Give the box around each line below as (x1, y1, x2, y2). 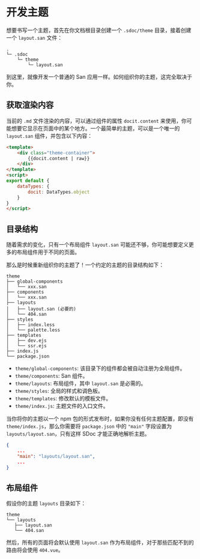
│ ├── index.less (6, 322, 55, 328)
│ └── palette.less (6, 327, 61, 333)
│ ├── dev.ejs (6, 338, 47, 344)
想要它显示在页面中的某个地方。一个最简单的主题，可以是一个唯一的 (11, 125, 180, 132)
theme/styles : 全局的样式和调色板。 (14, 388, 103, 395)
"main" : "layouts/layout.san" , (17, 453, 95, 459)
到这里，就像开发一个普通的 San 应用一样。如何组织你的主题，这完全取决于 (6, 73, 192, 80)
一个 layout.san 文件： (6, 34, 63, 41)
